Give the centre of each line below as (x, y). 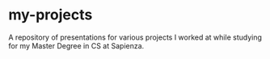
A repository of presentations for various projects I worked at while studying (135, 37)
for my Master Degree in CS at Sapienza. (76, 45)
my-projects (51, 15)
